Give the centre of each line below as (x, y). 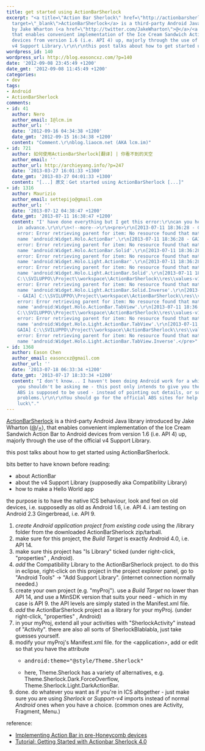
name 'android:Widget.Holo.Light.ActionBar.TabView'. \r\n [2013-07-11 (108, 324)
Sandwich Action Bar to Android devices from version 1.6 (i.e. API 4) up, (97, 434)
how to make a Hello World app (55, 489)
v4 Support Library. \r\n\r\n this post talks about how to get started (103, 46)
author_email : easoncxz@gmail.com (56, 358)
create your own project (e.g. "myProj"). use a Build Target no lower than (107, 590)
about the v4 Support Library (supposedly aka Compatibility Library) (101, 482)
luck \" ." (28, 404)
